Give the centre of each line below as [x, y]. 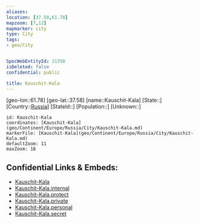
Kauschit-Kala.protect [42, 195]
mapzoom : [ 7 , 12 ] [26, 23]
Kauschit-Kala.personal [44, 207]
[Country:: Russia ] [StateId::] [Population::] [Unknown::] [74, 107]
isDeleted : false [28, 67]
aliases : [17, 12]
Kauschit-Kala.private [42, 201]
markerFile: [21, 133]
